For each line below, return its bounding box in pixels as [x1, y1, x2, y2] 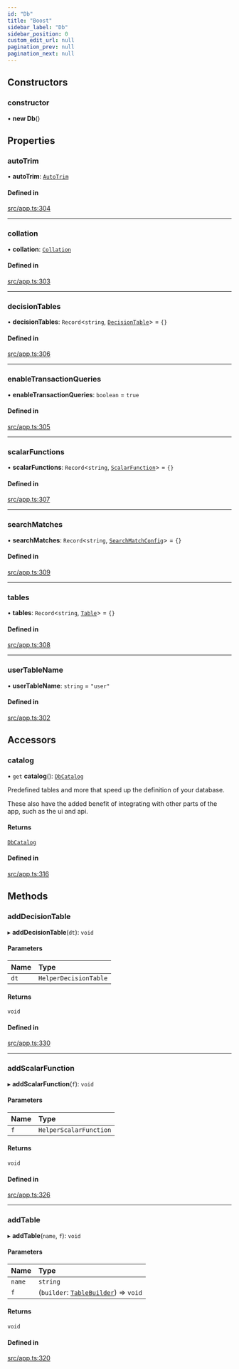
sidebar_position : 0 [7, 30, 69, 38]
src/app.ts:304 [7, 204, 51, 213]
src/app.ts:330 [7, 1039, 51, 1047]
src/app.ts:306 [7, 350, 51, 358]
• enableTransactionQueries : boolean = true [7, 390, 139, 399]
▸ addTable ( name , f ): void [7, 1231, 81, 1239]
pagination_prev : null [7, 43, 75, 51]
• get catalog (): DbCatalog [7, 772, 84, 780]
